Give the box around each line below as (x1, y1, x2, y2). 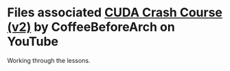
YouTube (7, 34, 58, 49)
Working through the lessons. (7, 56, 91, 64)
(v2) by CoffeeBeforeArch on (7, 19, 175, 35)
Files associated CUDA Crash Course (7, 5, 223, 20)
